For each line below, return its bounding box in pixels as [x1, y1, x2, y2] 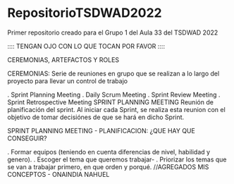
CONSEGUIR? [7, 134, 47, 142]
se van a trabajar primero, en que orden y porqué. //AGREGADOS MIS [7, 162, 209, 171]
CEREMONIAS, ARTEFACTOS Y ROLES [7, 55, 120, 64]
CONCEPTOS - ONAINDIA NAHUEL [7, 170, 110, 178]
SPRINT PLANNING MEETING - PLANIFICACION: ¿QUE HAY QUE [7, 126, 195, 135]
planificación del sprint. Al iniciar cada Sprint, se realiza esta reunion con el [7, 105, 226, 114]
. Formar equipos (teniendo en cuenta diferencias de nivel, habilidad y [7, 147, 210, 156]
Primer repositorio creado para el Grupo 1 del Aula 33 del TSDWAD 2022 [7, 28, 218, 37]
